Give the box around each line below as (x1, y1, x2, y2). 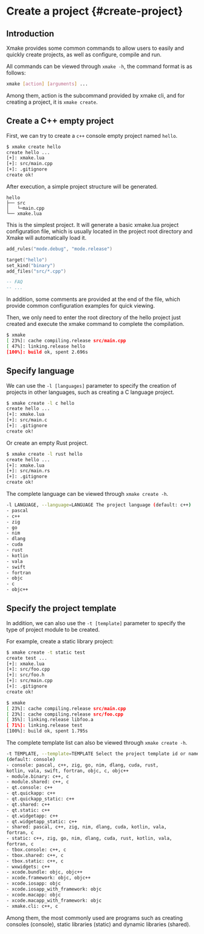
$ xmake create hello (6, 144, 61, 150)
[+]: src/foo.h (6, 672, 45, 678)
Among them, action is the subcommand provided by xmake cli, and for (6, 92, 185, 99)
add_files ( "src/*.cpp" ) (6, 268, 67, 274)
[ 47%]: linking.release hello (6, 343, 86, 350)
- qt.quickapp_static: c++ (6, 796, 75, 802)
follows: (6, 69, 26, 76)
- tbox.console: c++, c (6, 847, 67, 853)
